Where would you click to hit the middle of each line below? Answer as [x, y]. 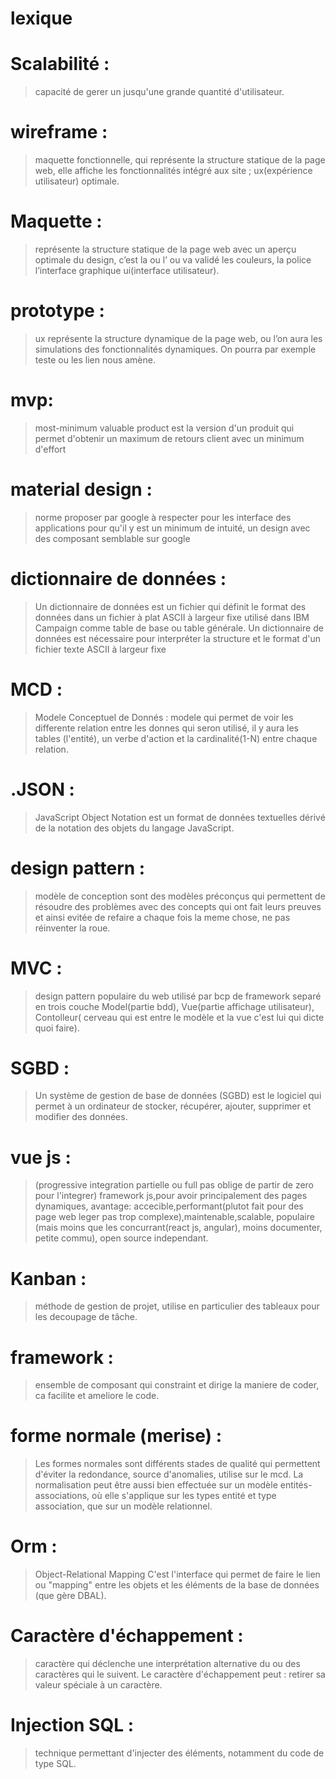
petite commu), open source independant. [121, 1238]
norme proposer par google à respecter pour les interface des [163, 517]
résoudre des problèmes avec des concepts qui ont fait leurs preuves [178, 906]
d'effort [50, 449]
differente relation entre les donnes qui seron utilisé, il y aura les [166, 728]
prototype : [57, 311]
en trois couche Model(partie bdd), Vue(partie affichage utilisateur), [174, 1006]
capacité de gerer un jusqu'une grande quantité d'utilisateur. [159, 92]
